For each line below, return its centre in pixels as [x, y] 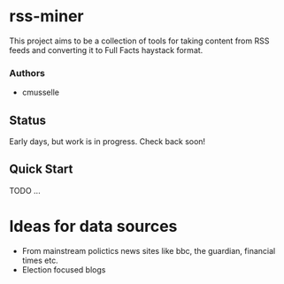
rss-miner [46, 16]
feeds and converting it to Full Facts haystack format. [106, 50]
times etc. [40, 260]
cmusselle [41, 92]
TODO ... [25, 190]
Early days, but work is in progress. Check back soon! [107, 142]
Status [28, 120]
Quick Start [41, 169]
